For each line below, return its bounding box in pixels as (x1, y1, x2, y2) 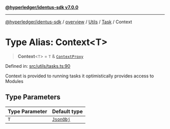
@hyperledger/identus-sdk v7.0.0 (5, 5, 78, 10)
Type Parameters (5, 93, 61, 102)
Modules (5, 78, 24, 84)
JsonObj (52, 116, 71, 122)
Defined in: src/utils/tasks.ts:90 (5, 63, 71, 69)
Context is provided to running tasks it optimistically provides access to (5, 73, 154, 79)
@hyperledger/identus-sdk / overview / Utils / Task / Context (5, 19, 133, 25)
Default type (52, 108, 83, 115)
